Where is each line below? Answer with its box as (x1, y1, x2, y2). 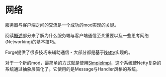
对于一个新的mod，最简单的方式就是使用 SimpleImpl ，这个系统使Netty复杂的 (5, 60, 162, 66)
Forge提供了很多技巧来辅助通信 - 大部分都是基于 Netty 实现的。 (5, 49, 133, 55)
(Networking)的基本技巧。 (5, 38, 59, 45)
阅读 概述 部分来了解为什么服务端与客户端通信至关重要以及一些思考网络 (5, 32, 149, 38)
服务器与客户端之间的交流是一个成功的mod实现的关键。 (5, 22, 119, 28)
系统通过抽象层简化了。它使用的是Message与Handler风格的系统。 (5, 66, 141, 72)
